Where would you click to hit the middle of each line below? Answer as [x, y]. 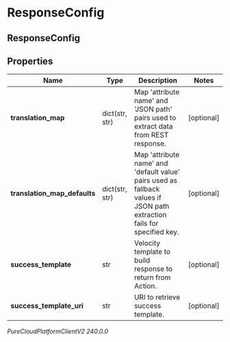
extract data [153, 126]
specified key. [156, 232]
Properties [30, 61]
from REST [151, 135]
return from [152, 277]
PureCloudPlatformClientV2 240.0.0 [57, 332]
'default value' [157, 172]
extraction [150, 215]
